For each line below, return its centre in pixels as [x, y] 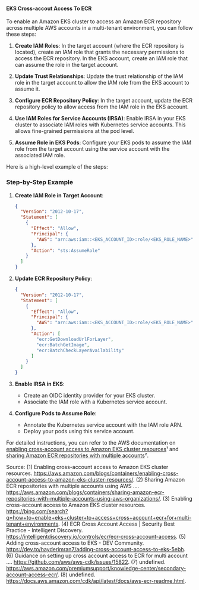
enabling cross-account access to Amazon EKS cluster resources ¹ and [93, 449]
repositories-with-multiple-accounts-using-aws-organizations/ [83, 499]
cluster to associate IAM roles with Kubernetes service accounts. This [100, 125]
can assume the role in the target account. [67, 65]
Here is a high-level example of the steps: [57, 167]
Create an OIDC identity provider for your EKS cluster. [89, 395]
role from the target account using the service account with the [92, 149]
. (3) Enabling [176, 499]
